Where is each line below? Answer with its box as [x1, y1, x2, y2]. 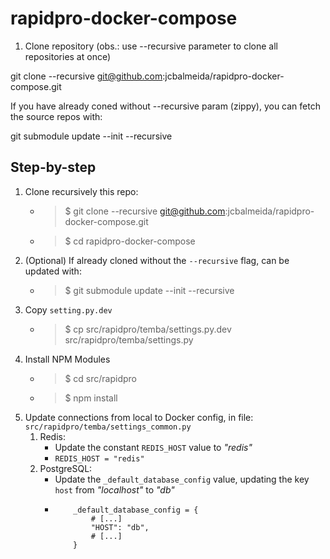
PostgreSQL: [39, 462, 93, 474]
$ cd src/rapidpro [64, 372, 137, 384]
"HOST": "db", [90, 522, 150, 532]
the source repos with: [10, 110, 103, 122]
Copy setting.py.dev [24, 303, 113, 316]
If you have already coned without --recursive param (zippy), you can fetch [10, 100, 321, 112]
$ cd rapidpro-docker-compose [64, 235, 196, 247]
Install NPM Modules [24, 353, 111, 365]
